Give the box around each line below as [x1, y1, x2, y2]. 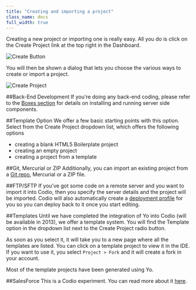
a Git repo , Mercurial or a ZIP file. [6, 171, 86, 178]
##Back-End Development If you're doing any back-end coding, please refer [6, 93, 191, 100]
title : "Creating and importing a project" [6, 8, 114, 15]
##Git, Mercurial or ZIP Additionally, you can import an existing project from [6, 165, 188, 172]
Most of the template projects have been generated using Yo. [6, 266, 154, 273]
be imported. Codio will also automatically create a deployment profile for [6, 195, 183, 202]
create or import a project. [6, 71, 69, 78]
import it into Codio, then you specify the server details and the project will [6, 189, 186, 196]
